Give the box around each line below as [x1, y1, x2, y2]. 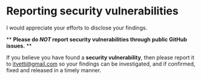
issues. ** [6, 42, 32, 49]
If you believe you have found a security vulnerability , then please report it [6, 54, 195, 61]
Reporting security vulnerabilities [6, 4, 179, 18]
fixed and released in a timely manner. [6, 66, 102, 73]
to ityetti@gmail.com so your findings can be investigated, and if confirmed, [6, 60, 196, 67]
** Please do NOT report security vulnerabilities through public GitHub [6, 35, 188, 43]
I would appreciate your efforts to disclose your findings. [6, 24, 148, 31]
